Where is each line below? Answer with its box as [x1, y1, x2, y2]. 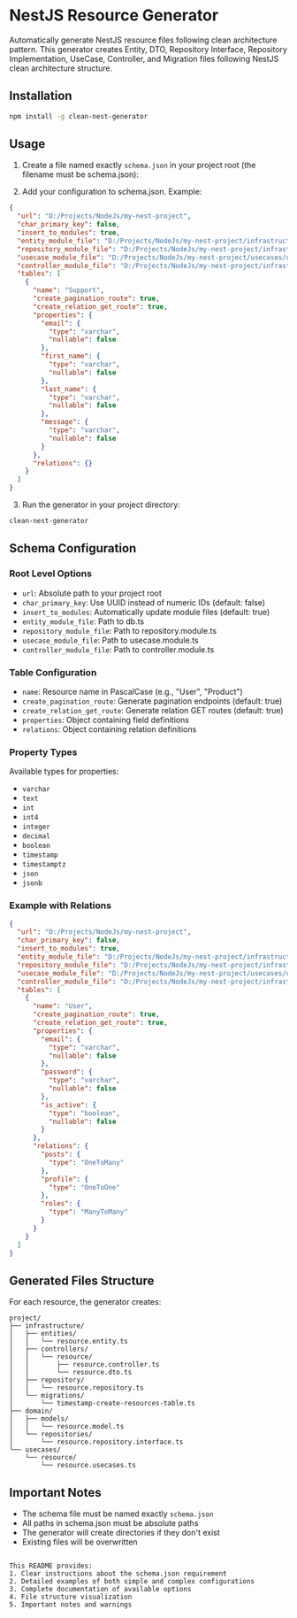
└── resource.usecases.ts [41, 1461, 137, 1470]
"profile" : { [41, 1175, 89, 1183]
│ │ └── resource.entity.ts [9, 1337, 128, 1346]
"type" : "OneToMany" [48, 1158, 125, 1167]
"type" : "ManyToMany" [48, 1207, 128, 1217]
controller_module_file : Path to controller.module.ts [21, 643, 215, 655]
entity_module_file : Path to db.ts [21, 616, 145, 627]
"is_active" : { [41, 1100, 97, 1109]
